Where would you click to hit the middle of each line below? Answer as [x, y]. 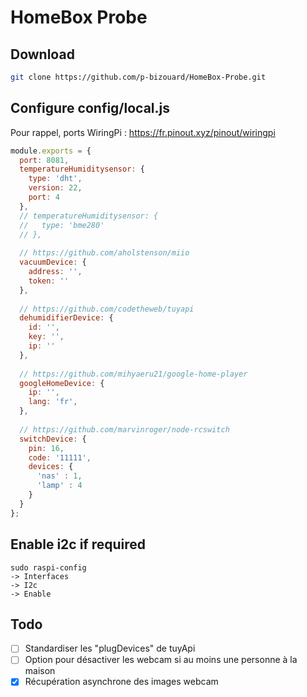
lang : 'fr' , [53, 402]
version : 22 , [55, 188]
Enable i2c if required [78, 544]
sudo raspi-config [48, 567]
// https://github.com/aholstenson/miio [104, 253]
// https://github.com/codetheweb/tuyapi [107, 309]
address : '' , [55, 272]
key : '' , [46, 337]
